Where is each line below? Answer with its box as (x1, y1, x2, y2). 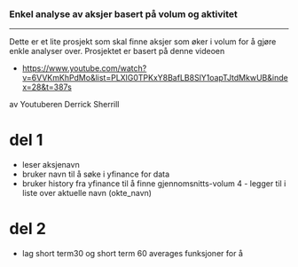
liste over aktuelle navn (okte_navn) (21, 188, 153, 199)
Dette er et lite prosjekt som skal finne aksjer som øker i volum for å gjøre (9, 36, 277, 47)
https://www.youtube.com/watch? (21, 63, 147, 74)
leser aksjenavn (21, 160, 80, 170)
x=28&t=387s (21, 82, 73, 92)
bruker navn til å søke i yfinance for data (21, 169, 170, 180)
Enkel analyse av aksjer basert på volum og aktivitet (9, 8, 238, 20)
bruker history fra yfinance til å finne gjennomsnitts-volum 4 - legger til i (21, 178, 286, 189)
